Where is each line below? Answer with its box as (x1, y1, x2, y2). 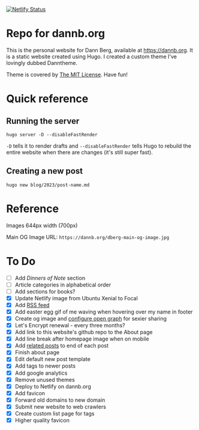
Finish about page (14, 349, 60, 356)
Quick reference (6, 92, 89, 106)
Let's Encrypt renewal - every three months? (14, 322, 125, 329)
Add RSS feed (14, 301, 50, 309)
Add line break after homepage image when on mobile (14, 335, 149, 342)
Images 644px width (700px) (6, 222, 78, 229)
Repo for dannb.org (6, 27, 105, 40)
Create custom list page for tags (14, 410, 95, 417)
